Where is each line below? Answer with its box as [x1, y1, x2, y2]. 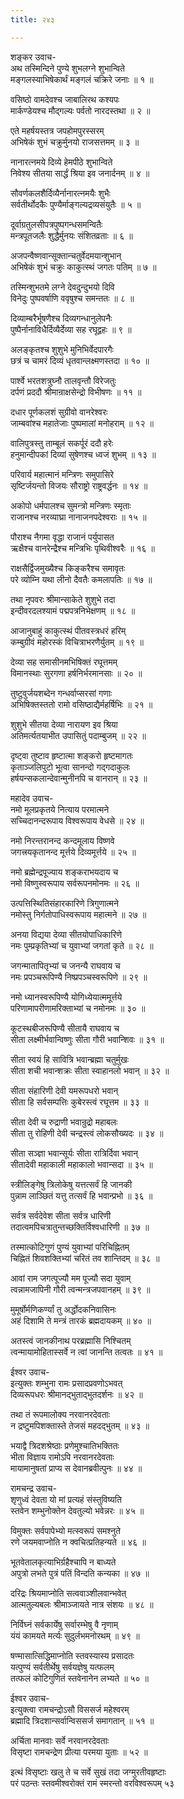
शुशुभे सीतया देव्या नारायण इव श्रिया [10, 718, 118, 730]
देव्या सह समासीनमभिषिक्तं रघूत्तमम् [10, 656, 118, 668]
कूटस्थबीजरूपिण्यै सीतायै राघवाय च [10, 1022, 120, 1034]
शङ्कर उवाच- [10, 51, 57, 63]
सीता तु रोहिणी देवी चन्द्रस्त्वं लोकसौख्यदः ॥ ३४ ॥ [10, 1127, 164, 1139]
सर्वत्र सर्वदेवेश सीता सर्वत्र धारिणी [10, 1209, 112, 1221]
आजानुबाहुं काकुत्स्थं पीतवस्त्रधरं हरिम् [10, 624, 127, 636]
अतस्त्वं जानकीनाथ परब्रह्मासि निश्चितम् [10, 1334, 132, 1346]
